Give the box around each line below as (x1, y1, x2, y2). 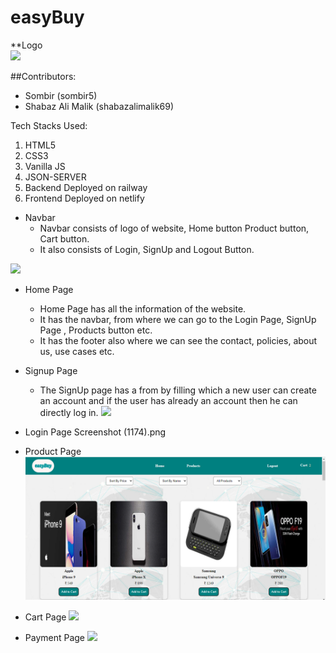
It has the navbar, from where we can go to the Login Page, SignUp (39, 313, 317, 325)
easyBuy (10, 6, 85, 29)
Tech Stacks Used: (10, 119, 88, 131)
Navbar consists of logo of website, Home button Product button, (39, 222, 310, 234)
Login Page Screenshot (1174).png (24, 426, 167, 438)
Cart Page (24, 611, 67, 623)
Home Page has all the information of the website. (39, 302, 247, 315)
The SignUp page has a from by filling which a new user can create (39, 384, 317, 396)
